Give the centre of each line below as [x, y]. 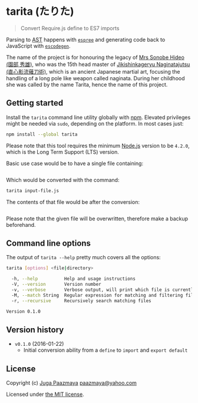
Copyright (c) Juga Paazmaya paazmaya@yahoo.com [72, 383]
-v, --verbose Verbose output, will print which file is [90, 290]
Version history [35, 330]
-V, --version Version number [56, 285]
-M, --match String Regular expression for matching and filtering [97, 295]
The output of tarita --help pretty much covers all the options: [83, 257]
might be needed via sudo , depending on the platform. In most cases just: [95, 123]
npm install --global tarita [42, 134]
